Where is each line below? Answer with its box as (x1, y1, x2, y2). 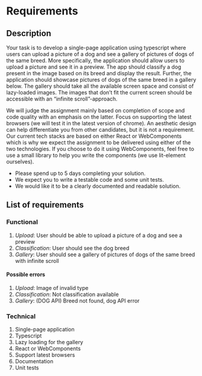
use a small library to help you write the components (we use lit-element (6, 152, 186, 159)
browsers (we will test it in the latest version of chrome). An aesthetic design (6, 120, 197, 127)
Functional (6, 218, 38, 226)
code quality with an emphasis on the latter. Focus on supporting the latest (6, 113, 192, 120)
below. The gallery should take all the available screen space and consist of (6, 82, 194, 90)
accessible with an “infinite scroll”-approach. (6, 95, 118, 102)
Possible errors (6, 271, 45, 278)
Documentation (14, 358, 54, 365)
